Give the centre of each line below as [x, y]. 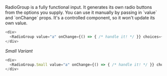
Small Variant [19, 51]
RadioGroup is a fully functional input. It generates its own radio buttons [79, 7]
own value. [16, 23]
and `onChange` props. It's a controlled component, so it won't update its [80, 18]
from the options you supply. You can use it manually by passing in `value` [81, 12]
